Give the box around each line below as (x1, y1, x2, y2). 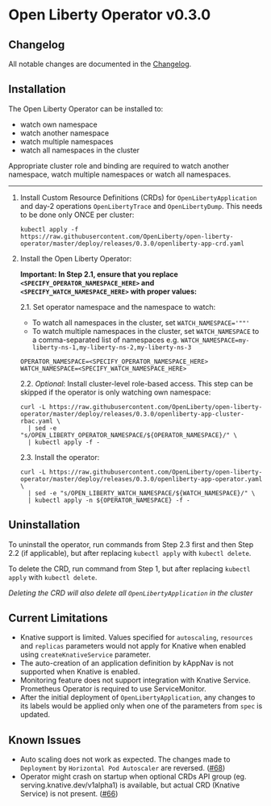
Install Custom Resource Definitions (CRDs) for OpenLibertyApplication (19, 192, 257, 203)
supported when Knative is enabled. (19, 667, 140, 677)
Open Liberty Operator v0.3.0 (8, 6, 211, 24)
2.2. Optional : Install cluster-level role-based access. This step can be (19, 378, 253, 388)
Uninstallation (8, 518, 81, 532)
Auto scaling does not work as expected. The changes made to (19, 754, 231, 764)
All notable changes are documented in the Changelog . (8, 59, 192, 69)
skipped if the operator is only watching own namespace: (19, 387, 211, 397)
